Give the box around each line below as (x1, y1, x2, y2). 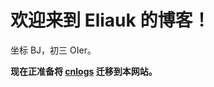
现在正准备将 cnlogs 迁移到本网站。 (10, 65, 158, 77)
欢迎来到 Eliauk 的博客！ (10, 9, 211, 32)
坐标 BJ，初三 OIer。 (10, 44, 97, 56)
